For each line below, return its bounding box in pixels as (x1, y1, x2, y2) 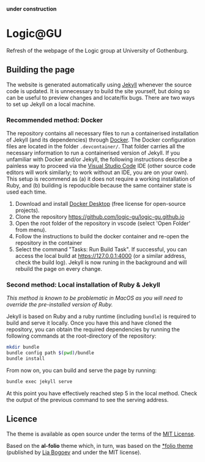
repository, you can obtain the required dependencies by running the (6, 326, 181, 333)
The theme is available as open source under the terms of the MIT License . (6, 430, 196, 437)
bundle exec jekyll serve (6, 378, 72, 385)
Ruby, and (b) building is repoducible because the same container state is (6, 182, 192, 189)
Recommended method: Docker (6, 116, 103, 124)
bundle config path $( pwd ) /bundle (6, 350, 95, 356)
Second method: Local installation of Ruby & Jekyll (6, 280, 160, 289)
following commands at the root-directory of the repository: (6, 332, 157, 339)
